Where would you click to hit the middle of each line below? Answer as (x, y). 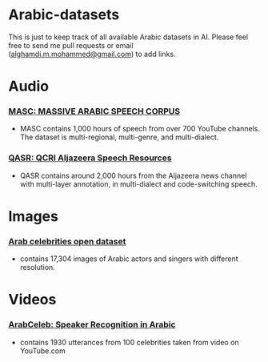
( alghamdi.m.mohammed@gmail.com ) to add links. (92, 54)
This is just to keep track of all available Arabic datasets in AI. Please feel (128, 37)
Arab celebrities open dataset (67, 241)
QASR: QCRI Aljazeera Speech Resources (90, 158)
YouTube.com (42, 351)
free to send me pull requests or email (71, 45)
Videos (32, 300)
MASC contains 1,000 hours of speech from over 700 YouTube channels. (140, 129)
